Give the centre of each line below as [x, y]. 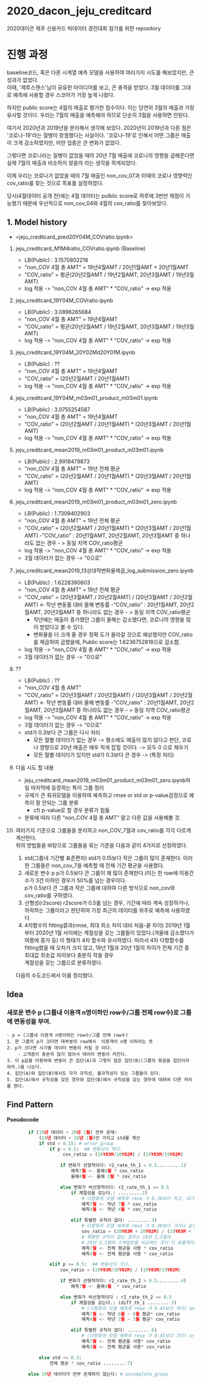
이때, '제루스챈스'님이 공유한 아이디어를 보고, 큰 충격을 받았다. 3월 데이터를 [93, 87]
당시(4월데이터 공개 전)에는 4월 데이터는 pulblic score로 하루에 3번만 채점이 [95, 196]
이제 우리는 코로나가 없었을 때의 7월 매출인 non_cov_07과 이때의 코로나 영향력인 [100, 175]
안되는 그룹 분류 [61, 802]
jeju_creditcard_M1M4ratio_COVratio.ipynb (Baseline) [81, 248]
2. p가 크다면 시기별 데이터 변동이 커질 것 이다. [60, 1048]
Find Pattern [30, 1104]
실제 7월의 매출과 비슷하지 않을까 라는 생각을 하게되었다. [72, 163]
